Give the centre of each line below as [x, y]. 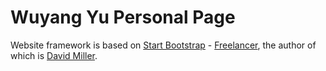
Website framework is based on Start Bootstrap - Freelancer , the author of [163, 45]
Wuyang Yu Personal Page [123, 17]
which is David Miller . [54, 55]
